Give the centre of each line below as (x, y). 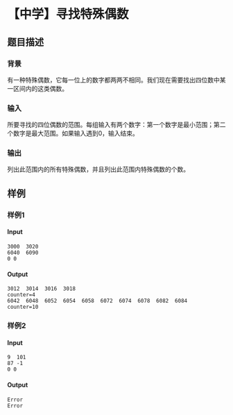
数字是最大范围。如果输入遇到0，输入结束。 (76, 133)
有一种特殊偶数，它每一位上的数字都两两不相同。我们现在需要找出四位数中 (113, 80)
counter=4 (21, 295)
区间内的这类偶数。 (40, 88)
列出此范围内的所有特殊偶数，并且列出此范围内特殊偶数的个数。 (98, 169)
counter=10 (23, 307)
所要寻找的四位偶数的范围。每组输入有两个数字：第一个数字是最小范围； (110, 125)
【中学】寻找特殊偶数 (68, 14)
